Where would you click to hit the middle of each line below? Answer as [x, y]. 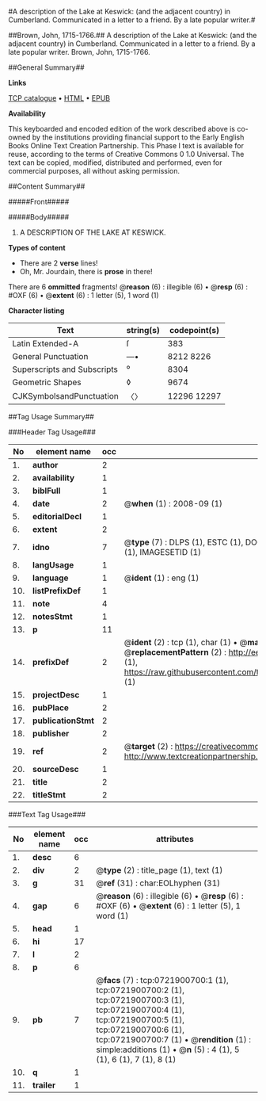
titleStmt [49, 795]
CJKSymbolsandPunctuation [65, 396]
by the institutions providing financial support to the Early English [138, 137]
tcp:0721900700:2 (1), [140, 990]
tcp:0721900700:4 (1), [140, 1010]
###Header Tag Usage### [52, 432]
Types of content [37, 248]
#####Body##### [39, 217]
